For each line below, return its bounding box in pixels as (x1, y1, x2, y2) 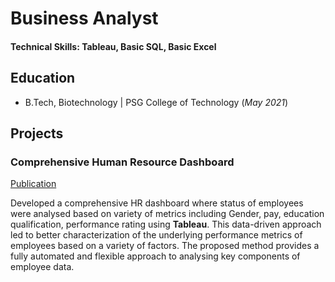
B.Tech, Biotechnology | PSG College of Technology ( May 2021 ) (24, 96, 289, 108)
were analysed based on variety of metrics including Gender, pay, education (10, 208, 325, 220)
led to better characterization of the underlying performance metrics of (10, 229, 303, 241)
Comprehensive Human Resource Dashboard (10, 155, 235, 169)
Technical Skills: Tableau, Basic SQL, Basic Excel (10, 40, 217, 52)
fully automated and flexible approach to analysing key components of (10, 250, 301, 262)
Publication (10, 178, 57, 190)
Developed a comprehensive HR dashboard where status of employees (10, 197, 304, 209)
